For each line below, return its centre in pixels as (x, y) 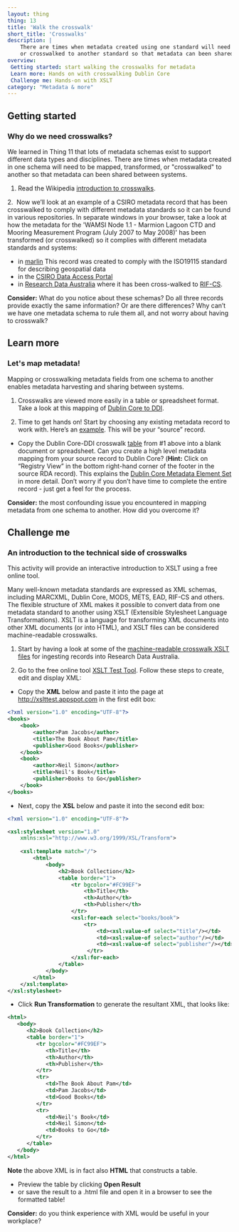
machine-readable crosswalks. (53, 635)
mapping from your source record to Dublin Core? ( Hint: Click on (113, 458)
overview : (22, 61)
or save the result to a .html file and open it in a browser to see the (115, 1191)
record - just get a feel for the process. (74, 489)
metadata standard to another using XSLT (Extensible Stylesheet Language (117, 612)
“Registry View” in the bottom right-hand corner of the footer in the (116, 466)
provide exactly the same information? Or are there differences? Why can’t (117, 305)
